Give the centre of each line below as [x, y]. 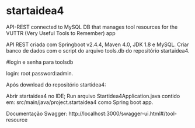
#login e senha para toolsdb [40, 62]
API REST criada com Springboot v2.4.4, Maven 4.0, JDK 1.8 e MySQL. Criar [97, 44]
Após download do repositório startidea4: [56, 84]
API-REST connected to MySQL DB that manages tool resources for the [92, 27]
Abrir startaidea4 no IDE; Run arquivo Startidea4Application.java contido [93, 96]
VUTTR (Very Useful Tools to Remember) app [61, 33]
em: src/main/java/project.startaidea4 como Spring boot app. [80, 102]
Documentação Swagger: [37, 113]
